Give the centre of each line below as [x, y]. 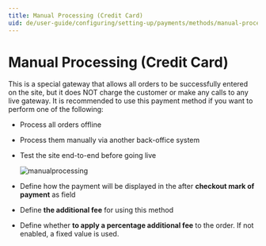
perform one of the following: [56, 110]
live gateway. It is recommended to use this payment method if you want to [131, 101]
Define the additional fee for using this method [97, 210]
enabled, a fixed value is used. [69, 234]
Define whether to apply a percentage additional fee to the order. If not [137, 225]
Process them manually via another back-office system [110, 140]
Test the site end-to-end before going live [88, 156]
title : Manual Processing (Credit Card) [76, 15]
